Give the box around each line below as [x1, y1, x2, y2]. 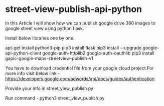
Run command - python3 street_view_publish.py [5, 95, 105, 101]
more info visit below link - [5, 70, 60, 76]
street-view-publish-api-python [5, 3, 142, 15]
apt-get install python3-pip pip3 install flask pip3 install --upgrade [5, 44, 142, 50]
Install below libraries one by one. [5, 35, 75, 41]
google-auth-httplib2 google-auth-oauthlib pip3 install [42, 50, 154, 56]
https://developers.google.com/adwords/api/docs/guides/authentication [5, 75, 155, 81]
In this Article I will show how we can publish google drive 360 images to [5, 20, 155, 26]
